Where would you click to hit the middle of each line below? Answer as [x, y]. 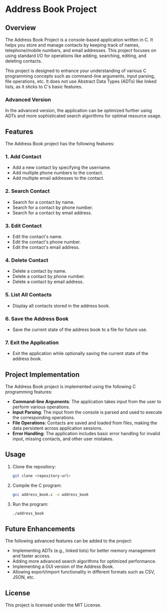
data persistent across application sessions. [58, 428]
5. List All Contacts [28, 295]
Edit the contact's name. [37, 237]
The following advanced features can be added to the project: [69, 541]
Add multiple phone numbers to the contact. [58, 173]
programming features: [29, 392]
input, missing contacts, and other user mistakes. [63, 439]
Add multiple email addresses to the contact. [58, 178]
